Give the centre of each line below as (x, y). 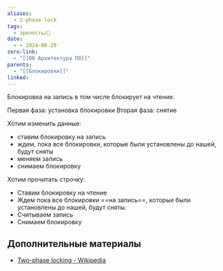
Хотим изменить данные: (44, 124)
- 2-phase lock (35, 20)
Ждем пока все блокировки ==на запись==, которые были (104, 200)
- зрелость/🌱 (32, 33)
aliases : (20, 13)
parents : (20, 65)
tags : (15, 26)
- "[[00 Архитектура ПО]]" (52, 58)
